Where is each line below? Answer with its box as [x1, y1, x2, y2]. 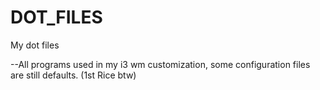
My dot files [10, 39, 60, 51]
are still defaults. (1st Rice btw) [10, 69, 137, 81]
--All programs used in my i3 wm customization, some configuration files [10, 58, 311, 70]
